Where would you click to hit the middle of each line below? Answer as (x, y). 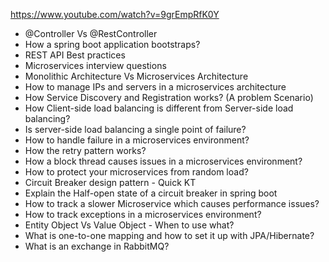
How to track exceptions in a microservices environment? (143, 214)
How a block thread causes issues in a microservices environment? (163, 161)
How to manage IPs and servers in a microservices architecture (155, 87)
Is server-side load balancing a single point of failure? (135, 129)
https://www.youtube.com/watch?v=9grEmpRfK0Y (115, 14)
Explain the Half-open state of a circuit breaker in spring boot (151, 193)
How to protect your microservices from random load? (136, 172)
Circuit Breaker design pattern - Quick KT (110, 182)
